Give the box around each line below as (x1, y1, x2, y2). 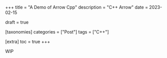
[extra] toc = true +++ (5, 38, 50, 44)
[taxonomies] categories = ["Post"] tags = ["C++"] (5, 29, 109, 34)
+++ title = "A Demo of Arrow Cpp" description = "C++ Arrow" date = (5, 4, 148, 10)
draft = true (5, 19, 29, 25)
